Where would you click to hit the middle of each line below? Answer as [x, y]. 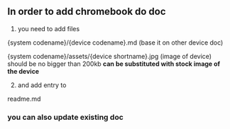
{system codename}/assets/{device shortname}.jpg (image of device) [109, 56]
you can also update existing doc [66, 117]
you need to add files [49, 28]
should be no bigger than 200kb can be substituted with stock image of [114, 64]
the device [23, 71]
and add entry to [42, 85]
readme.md [24, 99]
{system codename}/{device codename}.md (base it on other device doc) [115, 43]
